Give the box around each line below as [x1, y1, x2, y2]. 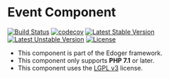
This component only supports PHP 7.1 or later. [17, 56, 155, 64]
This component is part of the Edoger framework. [17, 49, 163, 57]
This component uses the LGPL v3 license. [17, 63, 143, 72]
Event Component [7, 4, 116, 20]
